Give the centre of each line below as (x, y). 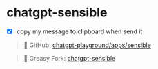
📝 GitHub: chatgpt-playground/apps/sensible (87, 45)
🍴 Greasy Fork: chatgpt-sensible (69, 58)
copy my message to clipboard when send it (79, 31)
